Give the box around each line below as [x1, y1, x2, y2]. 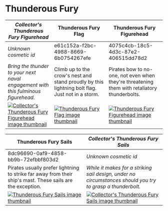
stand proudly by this [54, 78, 104, 85]
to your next [7, 68, 36, 75]
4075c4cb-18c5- [108, 42, 153, 49]
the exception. [7, 183, 41, 190]
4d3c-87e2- [108, 48, 141, 55]
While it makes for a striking [86, 164, 152, 171]
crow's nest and [54, 72, 92, 79]
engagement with [7, 81, 49, 88]
